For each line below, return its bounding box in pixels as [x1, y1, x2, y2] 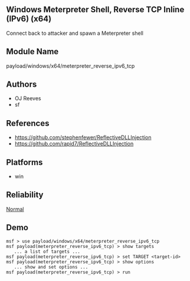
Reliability [6, 190, 44, 200]
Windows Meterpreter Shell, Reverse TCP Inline [6, 5, 185, 15]
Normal [6, 206, 24, 213]
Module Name [6, 47, 59, 57]
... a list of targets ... [14, 249, 81, 254]
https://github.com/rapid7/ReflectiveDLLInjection [14, 140, 134, 147]
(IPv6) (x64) [6, 14, 52, 24]
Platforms [6, 157, 43, 167]
